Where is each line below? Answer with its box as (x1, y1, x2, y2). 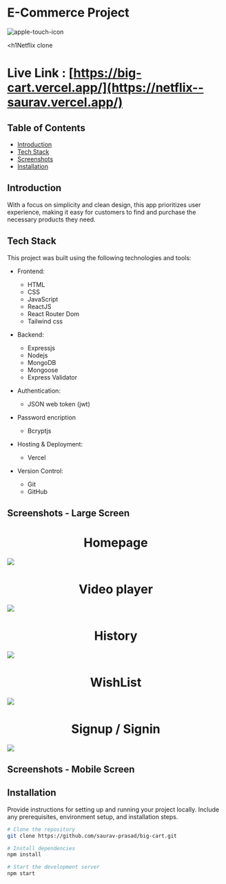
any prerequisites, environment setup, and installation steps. (7, 812, 178, 821)
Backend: (17, 330, 45, 339)
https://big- (73, 66, 142, 81)
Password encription (17, 413, 76, 422)
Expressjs (27, 344, 55, 352)
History (94, 628, 138, 644)
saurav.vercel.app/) (7, 95, 123, 110)
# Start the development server (7, 864, 100, 871)
